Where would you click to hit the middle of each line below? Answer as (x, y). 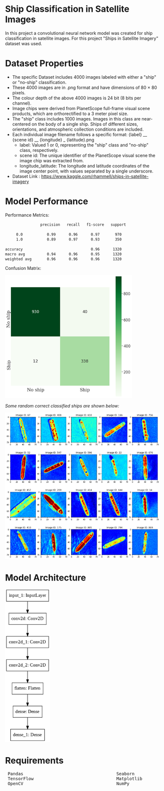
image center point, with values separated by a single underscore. (86, 171)
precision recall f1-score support (83, 225)
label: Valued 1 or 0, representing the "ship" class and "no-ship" (84, 145)
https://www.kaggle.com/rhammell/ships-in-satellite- (95, 176)
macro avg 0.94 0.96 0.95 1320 (63, 254)
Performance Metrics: (27, 215)
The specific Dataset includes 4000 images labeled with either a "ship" (84, 77)
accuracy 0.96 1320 (63, 249)
